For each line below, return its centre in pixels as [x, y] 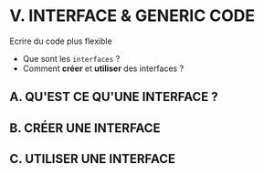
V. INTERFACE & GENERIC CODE [132, 16]
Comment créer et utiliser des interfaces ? [103, 68]
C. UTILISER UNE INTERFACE [93, 159]
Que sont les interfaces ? [71, 58]
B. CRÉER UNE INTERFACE [85, 128]
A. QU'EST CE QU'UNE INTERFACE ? [114, 97]
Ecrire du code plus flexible [61, 41]
